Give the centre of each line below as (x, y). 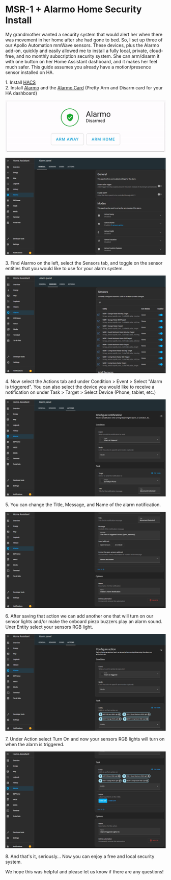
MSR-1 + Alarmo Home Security (74, 9)
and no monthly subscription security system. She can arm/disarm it (88, 56)
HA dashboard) (21, 93)
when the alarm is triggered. (35, 745)
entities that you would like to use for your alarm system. (65, 269)
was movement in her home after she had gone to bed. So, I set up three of (84, 40)
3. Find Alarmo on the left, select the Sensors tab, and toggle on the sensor (84, 263)
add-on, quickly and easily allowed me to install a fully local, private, (77, 51)
